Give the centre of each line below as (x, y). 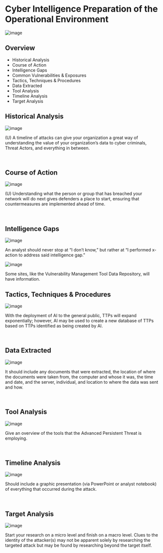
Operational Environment (57, 19)
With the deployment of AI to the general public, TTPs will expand (71, 315)
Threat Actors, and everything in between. (47, 148)
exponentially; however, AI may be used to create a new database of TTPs (80, 321)
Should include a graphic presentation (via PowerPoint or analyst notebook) (81, 484)
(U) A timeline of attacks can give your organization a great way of (72, 138)
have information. (23, 279)
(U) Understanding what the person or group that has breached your (74, 194)
